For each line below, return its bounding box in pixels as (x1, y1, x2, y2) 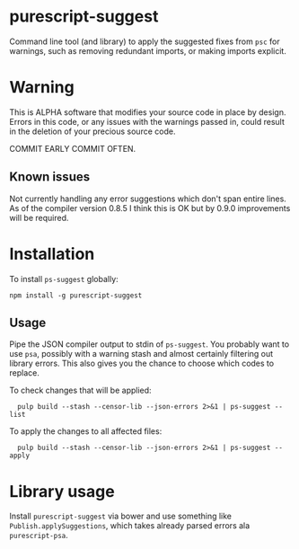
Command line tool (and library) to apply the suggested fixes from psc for (9, 36, 280, 47)
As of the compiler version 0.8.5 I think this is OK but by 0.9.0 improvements (9, 202, 291, 213)
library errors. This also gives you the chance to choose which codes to (9, 358, 275, 369)
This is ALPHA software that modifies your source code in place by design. (9, 106, 286, 118)
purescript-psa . (9, 530, 69, 541)
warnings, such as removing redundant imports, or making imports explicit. (9, 45, 287, 56)
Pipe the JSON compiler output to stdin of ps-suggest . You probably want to (9, 339, 290, 350)
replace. (9, 367, 40, 378)
